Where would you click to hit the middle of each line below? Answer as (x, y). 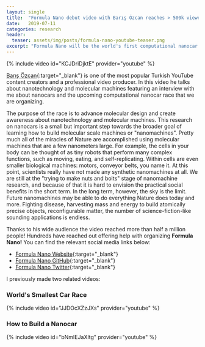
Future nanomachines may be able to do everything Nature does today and (101, 198)
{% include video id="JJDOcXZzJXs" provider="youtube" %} (83, 308)
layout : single (26, 12)
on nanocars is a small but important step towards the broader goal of (94, 126)
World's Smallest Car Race (47, 294)
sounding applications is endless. (48, 217)
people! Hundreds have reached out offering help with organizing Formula (100, 236)
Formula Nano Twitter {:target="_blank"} (65, 267)
